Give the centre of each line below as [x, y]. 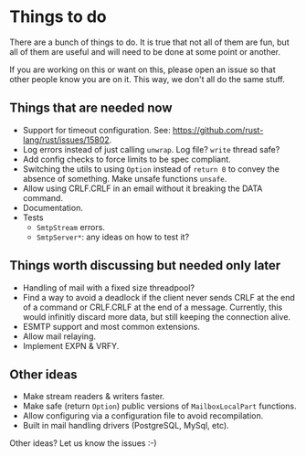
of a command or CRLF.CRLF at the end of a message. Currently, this [153, 307]
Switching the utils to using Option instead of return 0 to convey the [151, 169]
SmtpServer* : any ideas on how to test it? [113, 237]
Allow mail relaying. [59, 336]
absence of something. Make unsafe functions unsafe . [125, 178]
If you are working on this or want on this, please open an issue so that [142, 69]
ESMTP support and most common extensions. [111, 326]
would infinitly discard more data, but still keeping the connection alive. [156, 316]
